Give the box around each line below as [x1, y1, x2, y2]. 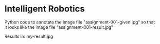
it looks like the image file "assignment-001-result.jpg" [4, 24, 114, 30]
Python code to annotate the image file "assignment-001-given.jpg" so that [4, 19, 155, 25]
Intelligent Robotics [4, 3, 85, 14]
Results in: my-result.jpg [4, 33, 53, 39]
